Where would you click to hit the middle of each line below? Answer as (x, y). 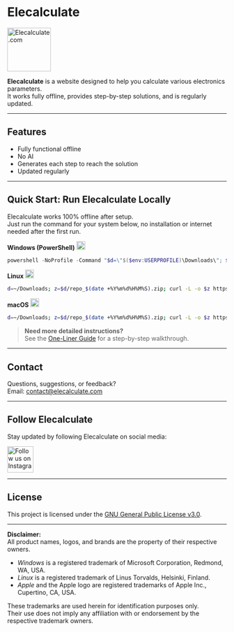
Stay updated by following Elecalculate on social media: (87, 436)
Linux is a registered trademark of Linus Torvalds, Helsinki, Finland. (114, 578)
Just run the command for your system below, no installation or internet (110, 223)
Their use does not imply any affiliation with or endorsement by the (103, 613)
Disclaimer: (24, 534)
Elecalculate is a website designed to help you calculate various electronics (116, 81)
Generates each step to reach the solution (78, 163)
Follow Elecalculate (50, 420)
